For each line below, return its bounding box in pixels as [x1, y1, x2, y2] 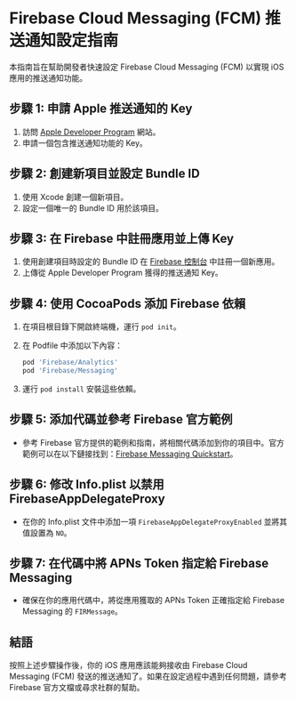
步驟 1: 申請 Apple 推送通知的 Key [9, 101, 193, 117]
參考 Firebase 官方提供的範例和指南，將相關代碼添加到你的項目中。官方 [21, 437, 284, 447]
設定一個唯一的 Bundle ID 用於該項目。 [21, 202, 164, 214]
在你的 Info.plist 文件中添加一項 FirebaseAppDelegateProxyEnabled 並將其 [21, 516, 288, 527]
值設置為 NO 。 [21, 527, 73, 538]
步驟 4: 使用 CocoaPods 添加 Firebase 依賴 [9, 295, 246, 311]
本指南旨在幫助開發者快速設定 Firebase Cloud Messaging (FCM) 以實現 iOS [9, 61, 284, 72]
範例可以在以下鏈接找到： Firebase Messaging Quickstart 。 [21, 448, 238, 459]
